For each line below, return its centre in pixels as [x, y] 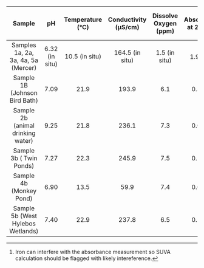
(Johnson [24, 93]
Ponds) [24, 166]
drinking [24, 133]
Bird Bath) [24, 101]
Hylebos [24, 223]
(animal [24, 125]
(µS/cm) [127, 27]
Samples [24, 45]
